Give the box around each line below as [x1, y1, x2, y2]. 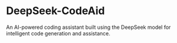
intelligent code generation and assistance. [6, 29, 111, 37]
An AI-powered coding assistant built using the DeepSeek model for [6, 24, 171, 31]
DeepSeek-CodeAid [6, 4, 105, 18]
